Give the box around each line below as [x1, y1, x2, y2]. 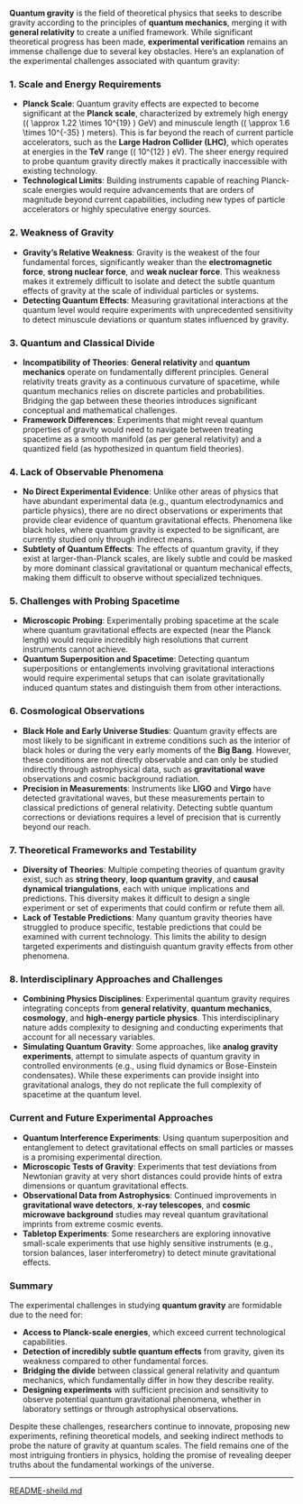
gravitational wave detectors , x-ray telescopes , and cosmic [22, 1199, 251, 1210]
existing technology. [22, 166, 98, 177]
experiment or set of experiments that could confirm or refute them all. [22, 903, 286, 913]
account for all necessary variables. [22, 1032, 156, 1042]
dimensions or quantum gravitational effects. [22, 1180, 189, 1191]
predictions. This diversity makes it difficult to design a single [22, 893, 251, 904]
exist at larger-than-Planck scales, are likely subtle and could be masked [22, 554, 293, 564]
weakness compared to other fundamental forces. [22, 1355, 209, 1366]
